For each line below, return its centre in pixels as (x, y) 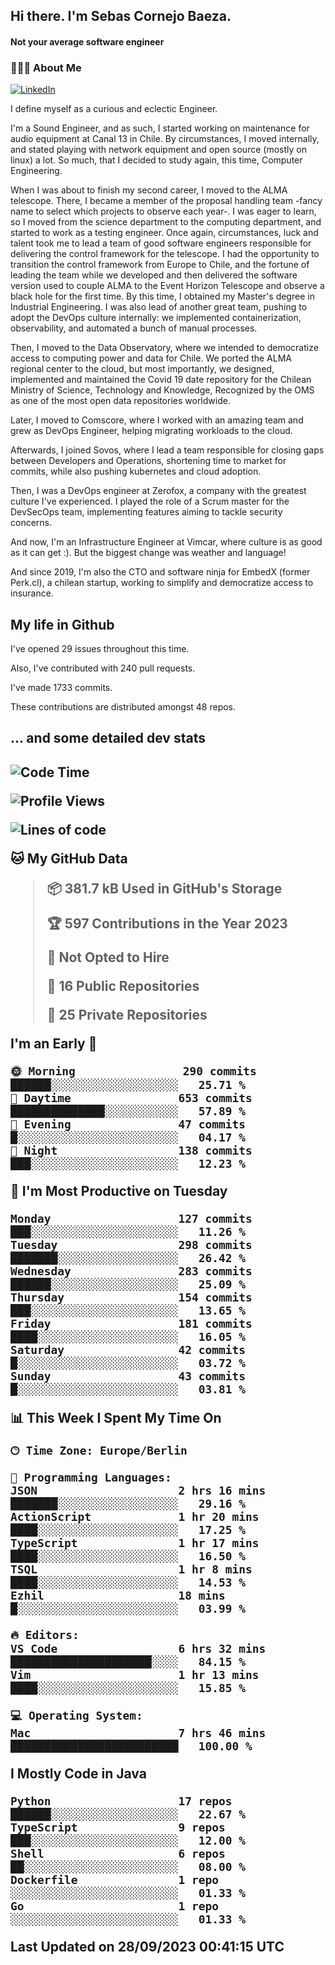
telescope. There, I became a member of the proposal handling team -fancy (166, 201)
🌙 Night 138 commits (131, 1150)
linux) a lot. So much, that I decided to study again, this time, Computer (156, 160)
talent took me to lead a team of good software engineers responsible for (161, 243)
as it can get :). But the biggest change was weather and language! (148, 553)
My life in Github (62, 624)
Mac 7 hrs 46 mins (138, 1732)
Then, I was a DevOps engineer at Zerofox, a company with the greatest (158, 491)
